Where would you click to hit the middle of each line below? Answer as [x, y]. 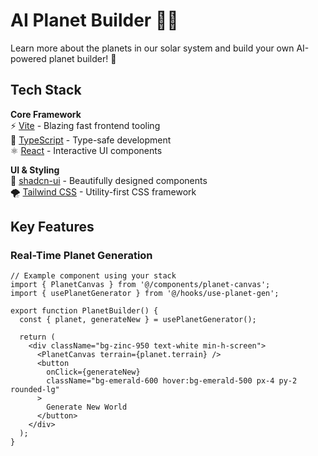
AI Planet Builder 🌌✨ [94, 20]
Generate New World [87, 407]
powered [28, 58]
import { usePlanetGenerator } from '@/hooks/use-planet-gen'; [145, 294]
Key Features [52, 227]
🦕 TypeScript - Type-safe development [91, 140]
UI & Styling [35, 170]
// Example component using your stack [93, 276]
